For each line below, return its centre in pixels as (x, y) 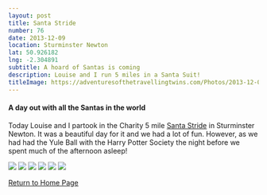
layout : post (30, 16)
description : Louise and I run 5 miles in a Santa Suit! (104, 75)
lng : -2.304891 (33, 60)
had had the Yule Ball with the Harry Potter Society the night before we (124, 142)
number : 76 (26, 30)
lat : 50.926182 (33, 53)
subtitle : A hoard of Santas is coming (74, 68)
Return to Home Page (44, 182)
